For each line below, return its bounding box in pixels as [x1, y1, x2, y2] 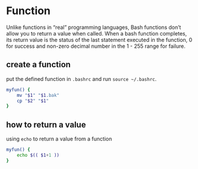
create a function [6, 60, 71, 70]
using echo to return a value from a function [6, 135, 113, 142]
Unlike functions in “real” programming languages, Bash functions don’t [6, 24, 181, 31]
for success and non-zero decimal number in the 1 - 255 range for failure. [6, 43, 186, 50]
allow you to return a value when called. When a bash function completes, [6, 30, 187, 37]
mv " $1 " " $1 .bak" [17, 92, 60, 98]
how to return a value [6, 119, 86, 129]
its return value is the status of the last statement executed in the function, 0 [6, 36, 193, 43]
